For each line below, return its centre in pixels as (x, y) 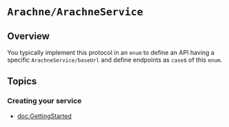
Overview (29, 36)
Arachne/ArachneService (75, 12)
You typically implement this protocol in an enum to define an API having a (111, 53)
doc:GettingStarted (44, 116)
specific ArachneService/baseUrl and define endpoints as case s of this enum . (115, 60)
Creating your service (44, 101)
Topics (22, 81)
